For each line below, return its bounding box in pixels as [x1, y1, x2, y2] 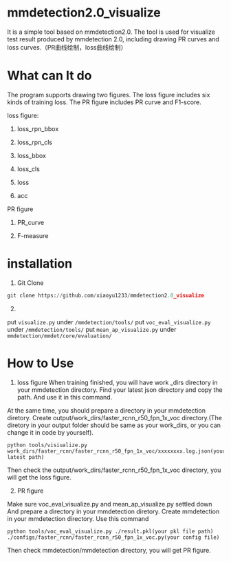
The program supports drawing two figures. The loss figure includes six [7, 90, 210, 99]
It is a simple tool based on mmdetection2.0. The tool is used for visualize [7, 28, 215, 36]
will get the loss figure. [7, 473, 71, 481]
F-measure [16, 231, 49, 239]
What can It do [7, 68, 92, 83]
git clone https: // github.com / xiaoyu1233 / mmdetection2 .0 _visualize [7, 292, 205, 299]
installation [7, 256, 73, 272]
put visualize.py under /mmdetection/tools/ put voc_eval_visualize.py [7, 317, 211, 326]
